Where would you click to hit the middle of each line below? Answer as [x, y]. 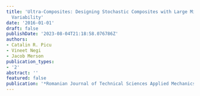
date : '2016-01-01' [30, 23]
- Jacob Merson [25, 56]
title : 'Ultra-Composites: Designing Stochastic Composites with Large [97, 12]
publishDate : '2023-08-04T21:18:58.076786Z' [62, 34]
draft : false [22, 28]
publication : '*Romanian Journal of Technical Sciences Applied [87, 84]
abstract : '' [22, 73]
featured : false [26, 78]
